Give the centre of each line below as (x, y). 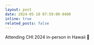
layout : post (18, 10)
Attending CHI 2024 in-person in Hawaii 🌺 (47, 37)
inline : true (18, 19)
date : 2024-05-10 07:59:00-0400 (38, 14)
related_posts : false (27, 23)
